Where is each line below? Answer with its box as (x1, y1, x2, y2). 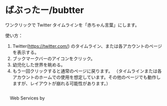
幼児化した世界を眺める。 (12, 62, 65, 68)
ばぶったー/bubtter (5, 4, 84, 16)
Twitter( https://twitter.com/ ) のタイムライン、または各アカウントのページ (12, 43, 162, 49)
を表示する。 (12, 49, 39, 55)
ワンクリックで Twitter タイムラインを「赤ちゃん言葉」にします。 (5, 22, 139, 28)
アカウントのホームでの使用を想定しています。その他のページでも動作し (12, 74, 161, 80)
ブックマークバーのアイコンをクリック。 (12, 55, 95, 61)
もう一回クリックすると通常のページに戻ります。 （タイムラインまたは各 (12, 68, 162, 74)
